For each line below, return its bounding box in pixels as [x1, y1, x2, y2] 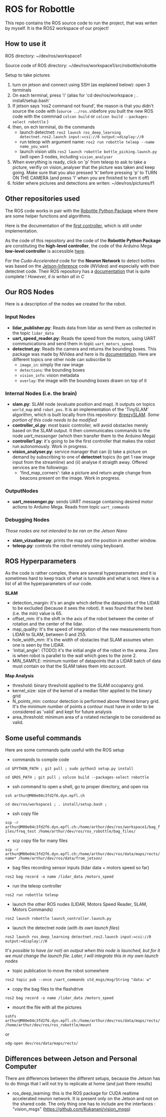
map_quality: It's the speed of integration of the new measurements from [12, 626, 161, 632]
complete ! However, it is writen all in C [5, 273, 84, 279]
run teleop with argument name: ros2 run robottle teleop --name [19, 139, 155, 145]
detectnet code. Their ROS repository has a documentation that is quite [5, 268, 150, 274]
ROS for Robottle [5, 3, 75, 15]
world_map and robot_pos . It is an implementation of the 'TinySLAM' [12, 406, 149, 412]
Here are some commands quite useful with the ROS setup [5, 747, 124, 753]
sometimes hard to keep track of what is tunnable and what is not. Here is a [5, 575, 159, 582]
